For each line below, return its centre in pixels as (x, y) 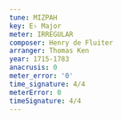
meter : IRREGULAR (41, 34)
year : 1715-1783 (39, 59)
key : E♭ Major (36, 26)
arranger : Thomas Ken (49, 51)
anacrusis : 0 (33, 68)
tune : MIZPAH (33, 17)
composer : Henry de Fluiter (61, 42)
